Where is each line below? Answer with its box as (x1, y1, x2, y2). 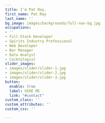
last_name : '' (5, 16, 34, 21)
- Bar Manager (5, 48, 34, 53)
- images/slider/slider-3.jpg (5, 75, 66, 80)
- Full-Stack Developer (5, 35, 53, 39)
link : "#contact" (9, 93, 45, 98)
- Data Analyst (5, 52, 36, 57)
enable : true (9, 84, 36, 89)
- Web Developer (5, 43, 38, 48)
